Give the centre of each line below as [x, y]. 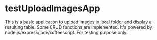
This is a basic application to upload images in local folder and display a [78, 22]
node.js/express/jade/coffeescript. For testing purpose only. [66, 32]
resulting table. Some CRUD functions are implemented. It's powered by [78, 27]
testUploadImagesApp [52, 9]
